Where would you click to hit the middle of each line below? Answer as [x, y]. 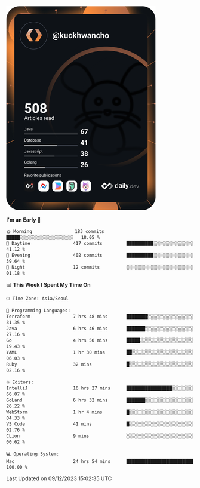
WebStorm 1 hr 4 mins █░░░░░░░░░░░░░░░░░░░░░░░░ [100, 412]
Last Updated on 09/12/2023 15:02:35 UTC [59, 478]
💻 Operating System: [33, 454]
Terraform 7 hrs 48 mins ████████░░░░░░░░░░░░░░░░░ [100, 317]
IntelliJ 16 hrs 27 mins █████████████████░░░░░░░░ [100, 388]
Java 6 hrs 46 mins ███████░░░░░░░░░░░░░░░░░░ [100, 329]
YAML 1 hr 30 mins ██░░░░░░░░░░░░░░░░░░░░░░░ [100, 352]
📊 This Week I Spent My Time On [48, 284]
